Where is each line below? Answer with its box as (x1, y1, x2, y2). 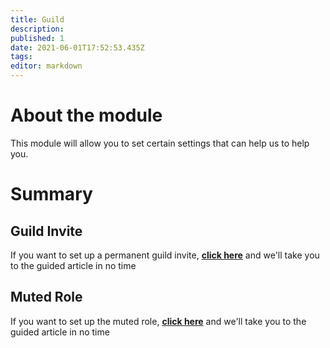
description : (10, 24, 65, 34)
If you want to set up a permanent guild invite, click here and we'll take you (10, 249, 320, 261)
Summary (10, 183, 93, 206)
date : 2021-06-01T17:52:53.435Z (10, 42, 145, 53)
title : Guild (10, 14, 65, 25)
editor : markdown (10, 61, 83, 71)
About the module (10, 104, 163, 127)
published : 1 (10, 33, 65, 43)
